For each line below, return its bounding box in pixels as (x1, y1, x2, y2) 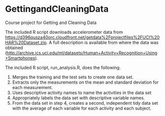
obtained (5, 45, 23, 50)
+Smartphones (5, 55, 35, 61)
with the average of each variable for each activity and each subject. (12, 105, 151, 111)
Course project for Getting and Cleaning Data (5, 20, 97, 25)
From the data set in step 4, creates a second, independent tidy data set (12, 100, 158, 106)
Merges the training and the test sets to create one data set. (12, 74, 134, 80)
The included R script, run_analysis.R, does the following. (5, 65, 121, 70)
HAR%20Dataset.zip (5, 39, 47, 45)
